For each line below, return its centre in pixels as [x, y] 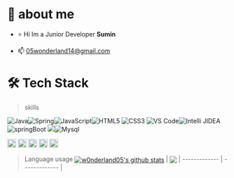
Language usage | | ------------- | [123, 159]
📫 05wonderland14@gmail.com [64, 50]
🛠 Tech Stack [48, 83]
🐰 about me [41, 14]
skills [32, 107]
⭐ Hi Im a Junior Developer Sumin [67, 34]
